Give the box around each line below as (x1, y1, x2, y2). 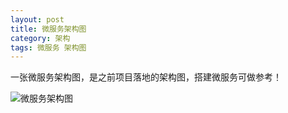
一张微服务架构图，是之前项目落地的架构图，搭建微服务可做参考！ (10, 71, 282, 83)
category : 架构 (10, 33, 71, 43)
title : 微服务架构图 (10, 24, 87, 34)
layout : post (10, 14, 65, 25)
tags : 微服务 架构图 (10, 42, 87, 53)
